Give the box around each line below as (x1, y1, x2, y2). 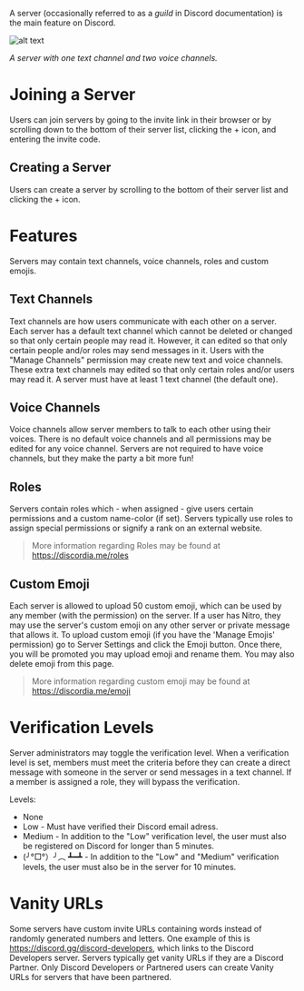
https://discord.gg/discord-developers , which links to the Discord (9, 942, 254, 953)
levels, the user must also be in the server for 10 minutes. (22, 861, 237, 872)
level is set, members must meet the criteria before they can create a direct (9, 757, 290, 768)
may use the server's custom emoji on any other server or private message (9, 619, 290, 630)
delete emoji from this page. (9, 658, 115, 669)
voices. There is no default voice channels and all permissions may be (9, 433, 272, 444)
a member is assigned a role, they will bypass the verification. (9, 776, 240, 787)
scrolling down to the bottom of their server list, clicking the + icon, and (9, 124, 277, 134)
